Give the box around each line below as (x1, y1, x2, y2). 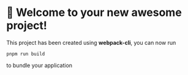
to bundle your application (6, 61, 72, 69)
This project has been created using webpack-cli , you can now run (6, 39, 176, 46)
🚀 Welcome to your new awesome (6, 6, 182, 20)
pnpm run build (6, 50, 45, 57)
